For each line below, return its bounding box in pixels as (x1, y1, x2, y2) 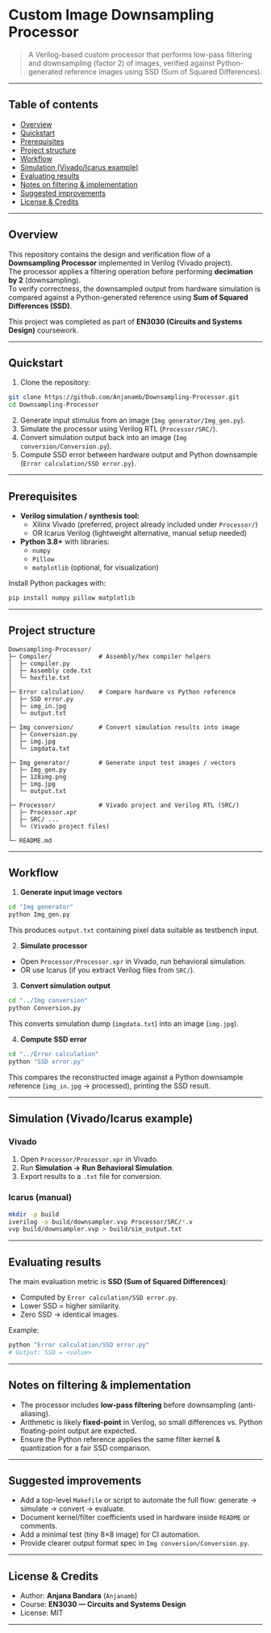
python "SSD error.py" (8, 1058, 85, 1066)
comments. (19, 1521, 58, 1531)
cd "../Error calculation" (8, 1050, 99, 1058)
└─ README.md (8, 836, 52, 845)
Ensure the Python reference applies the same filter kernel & (19, 1434, 221, 1444)
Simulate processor (19, 941, 88, 951)
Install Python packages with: (8, 578, 106, 587)
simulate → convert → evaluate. (19, 1504, 126, 1514)
